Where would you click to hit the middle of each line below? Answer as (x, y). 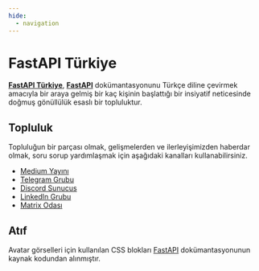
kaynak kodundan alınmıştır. (54, 259)
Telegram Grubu (47, 180)
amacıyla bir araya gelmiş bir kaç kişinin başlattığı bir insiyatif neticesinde (129, 94)
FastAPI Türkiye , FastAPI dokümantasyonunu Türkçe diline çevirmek (123, 85)
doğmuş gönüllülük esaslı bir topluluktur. (75, 102)
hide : (17, 16)
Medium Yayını (45, 171)
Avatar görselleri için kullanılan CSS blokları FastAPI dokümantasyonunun (129, 250)
